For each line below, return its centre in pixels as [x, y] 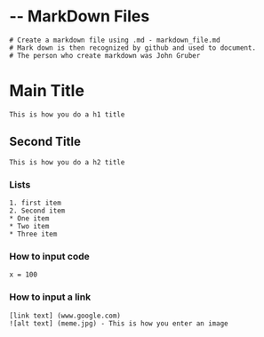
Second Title [45, 142]
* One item [29, 218]
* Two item [29, 226]
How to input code [50, 256]
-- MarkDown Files [80, 16]
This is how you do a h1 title [67, 114]
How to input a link [50, 297]
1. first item [36, 203]
